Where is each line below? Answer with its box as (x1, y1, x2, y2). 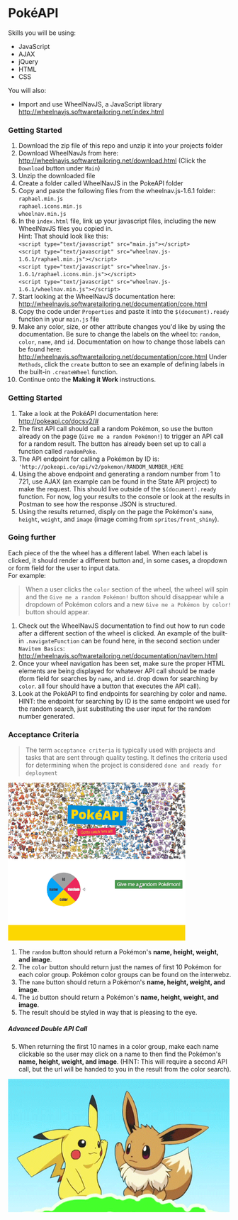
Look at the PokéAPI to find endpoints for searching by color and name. (18, 689, 227, 697)
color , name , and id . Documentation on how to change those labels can (18, 337, 225, 346)
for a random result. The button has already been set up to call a (18, 439, 207, 448)
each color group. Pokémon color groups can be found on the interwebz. (18, 971, 232, 979)
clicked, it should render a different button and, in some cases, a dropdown (8, 556, 227, 565)
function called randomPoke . (18, 447, 98, 455)
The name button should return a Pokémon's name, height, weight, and (18, 978, 225, 986)
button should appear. (25, 607, 91, 616)
